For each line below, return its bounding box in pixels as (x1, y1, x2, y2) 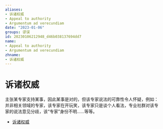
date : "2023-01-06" (5, 25, 45, 30)
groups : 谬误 (5, 30, 30, 35)
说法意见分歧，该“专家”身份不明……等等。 (13, 109, 97, 114)
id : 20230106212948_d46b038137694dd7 (5, 35, 82, 39)
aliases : (5, 7, 23, 12)
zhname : (5, 52, 21, 57)
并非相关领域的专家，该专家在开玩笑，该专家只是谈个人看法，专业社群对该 (5, 103, 154, 109)
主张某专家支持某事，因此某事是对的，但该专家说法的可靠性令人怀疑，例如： (5, 96, 159, 102)
